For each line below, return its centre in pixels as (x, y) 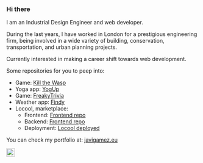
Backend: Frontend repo (55, 121)
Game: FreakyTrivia (39, 96)
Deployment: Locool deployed (62, 128)
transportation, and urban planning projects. (62, 47)
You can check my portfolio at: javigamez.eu (62, 140)
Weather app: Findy (40, 102)
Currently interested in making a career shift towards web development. (97, 59)
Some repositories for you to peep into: (55, 71)
